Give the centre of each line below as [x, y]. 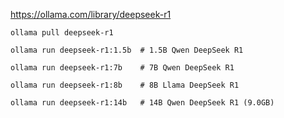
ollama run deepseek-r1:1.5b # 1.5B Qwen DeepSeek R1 [127, 50]
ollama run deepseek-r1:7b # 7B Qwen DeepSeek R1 [122, 68]
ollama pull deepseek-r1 [62, 33]
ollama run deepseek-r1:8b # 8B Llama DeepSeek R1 [125, 85]
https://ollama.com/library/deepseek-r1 [91, 14]
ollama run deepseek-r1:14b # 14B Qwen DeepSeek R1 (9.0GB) [142, 103]
